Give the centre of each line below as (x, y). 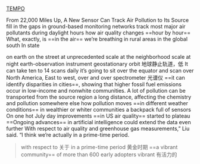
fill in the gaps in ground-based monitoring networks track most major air (96, 26)
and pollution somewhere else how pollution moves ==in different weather (97, 103)
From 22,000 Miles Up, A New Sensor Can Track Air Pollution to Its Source (98, 20)
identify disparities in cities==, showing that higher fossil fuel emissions (94, 84)
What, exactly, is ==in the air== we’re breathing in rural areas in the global (97, 39)
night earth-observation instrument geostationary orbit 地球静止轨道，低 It (97, 64)
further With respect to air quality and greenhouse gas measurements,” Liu (98, 128)
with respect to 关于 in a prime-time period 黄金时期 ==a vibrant (99, 147)
